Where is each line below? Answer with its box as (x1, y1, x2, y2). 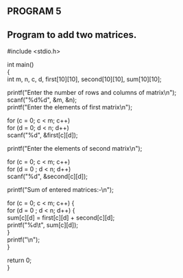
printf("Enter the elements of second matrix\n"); (7, 145, 143, 153)
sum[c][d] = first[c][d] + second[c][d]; (7, 213, 115, 222)
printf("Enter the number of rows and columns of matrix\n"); (7, 89, 177, 97)
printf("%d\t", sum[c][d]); (7, 221, 79, 229)
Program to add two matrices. (7, 29, 137, 41)
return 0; (7, 256, 32, 264)
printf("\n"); (7, 235, 40, 244)
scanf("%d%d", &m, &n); (7, 96, 77, 104)
